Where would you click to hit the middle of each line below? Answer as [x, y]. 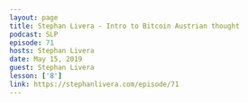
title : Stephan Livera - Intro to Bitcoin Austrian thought [125, 26]
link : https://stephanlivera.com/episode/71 [94, 84]
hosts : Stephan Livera [52, 51]
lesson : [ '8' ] [36, 76]
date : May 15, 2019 [46, 59]
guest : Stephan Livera [52, 68]
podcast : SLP [34, 34]
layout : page [34, 17]
